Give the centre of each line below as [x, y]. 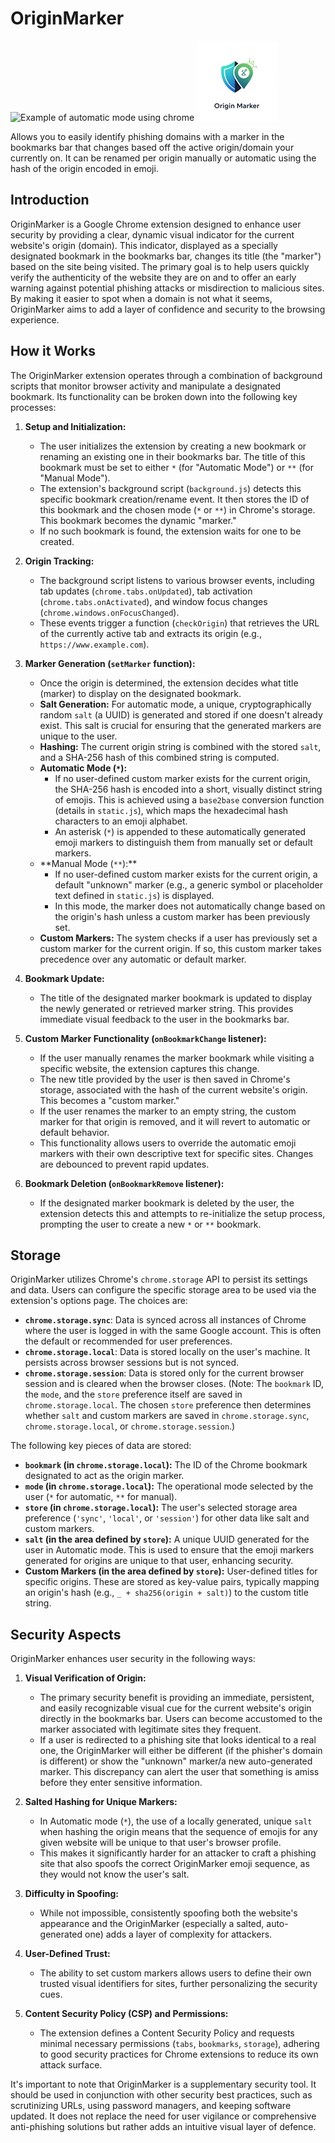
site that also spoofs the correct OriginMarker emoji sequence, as [174, 1864]
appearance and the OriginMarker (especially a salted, [152, 1924]
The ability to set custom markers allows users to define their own [175, 1973]
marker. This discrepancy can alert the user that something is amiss [179, 1772]
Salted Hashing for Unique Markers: [101, 1802]
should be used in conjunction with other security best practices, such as [161, 2095]
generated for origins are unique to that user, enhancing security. [159, 1561]
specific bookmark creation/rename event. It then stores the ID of [174, 499]
